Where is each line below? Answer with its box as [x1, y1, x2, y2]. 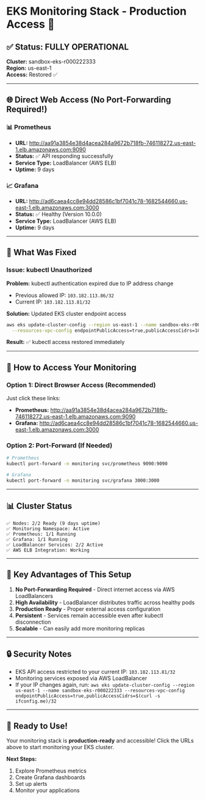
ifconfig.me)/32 [15, 698, 57, 705]
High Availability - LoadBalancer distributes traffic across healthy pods [15, 599, 195, 606]
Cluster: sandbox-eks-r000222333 [6, 58, 96, 65]
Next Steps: [6, 755, 37, 763]
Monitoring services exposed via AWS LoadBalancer [15, 675, 148, 682]
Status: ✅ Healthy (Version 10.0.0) [15, 210, 102, 218]
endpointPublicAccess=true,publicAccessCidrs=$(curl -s [15, 693, 160, 699]
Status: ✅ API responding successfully [15, 152, 114, 160]
